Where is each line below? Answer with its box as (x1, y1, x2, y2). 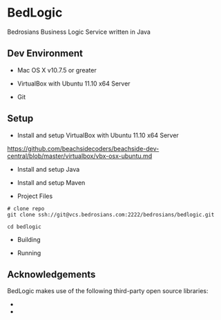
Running (17, 248, 41, 257)
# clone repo (7, 205, 45, 212)
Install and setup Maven (17, 178, 86, 187)
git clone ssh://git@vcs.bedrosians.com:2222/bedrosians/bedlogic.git (7, 211, 215, 218)
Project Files (17, 192, 53, 200)
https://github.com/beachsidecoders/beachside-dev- (7, 144, 160, 152)
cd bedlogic (7, 223, 41, 230)
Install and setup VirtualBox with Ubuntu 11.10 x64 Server (17, 131, 180, 139)
